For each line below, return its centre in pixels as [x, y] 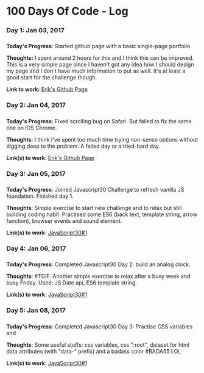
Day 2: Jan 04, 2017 [36, 105]
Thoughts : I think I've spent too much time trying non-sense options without [102, 139]
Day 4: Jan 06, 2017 [36, 248]
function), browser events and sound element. [64, 221]
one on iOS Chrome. [32, 128]
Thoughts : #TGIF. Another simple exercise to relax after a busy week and [98, 277]
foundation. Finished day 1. [40, 196]
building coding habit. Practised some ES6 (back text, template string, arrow [102, 214]
